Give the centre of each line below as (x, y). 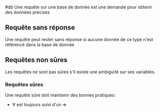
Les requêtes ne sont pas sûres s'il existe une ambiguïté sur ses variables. (80, 72)
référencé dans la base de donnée (40, 45)
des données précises (27, 12)
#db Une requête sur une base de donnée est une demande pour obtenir (79, 7)
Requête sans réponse (40, 28)
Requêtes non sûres (36, 60)
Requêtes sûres (24, 84)
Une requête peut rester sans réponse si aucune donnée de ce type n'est (79, 39)
